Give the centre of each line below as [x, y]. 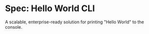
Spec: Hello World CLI [50, 8]
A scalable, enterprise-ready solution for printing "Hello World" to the [75, 22]
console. [14, 27]
